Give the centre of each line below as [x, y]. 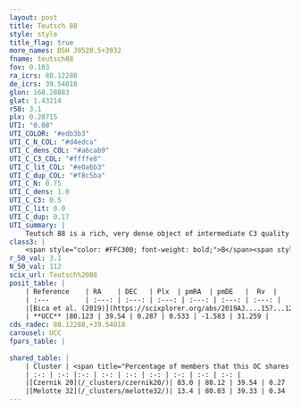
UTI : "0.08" [31, 126]
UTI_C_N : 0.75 [36, 184]
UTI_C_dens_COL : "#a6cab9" [59, 150]
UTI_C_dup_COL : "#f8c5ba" [57, 175]
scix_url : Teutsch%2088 [54, 275]
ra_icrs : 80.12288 [43, 76]
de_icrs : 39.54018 [43, 84]
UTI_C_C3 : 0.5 [36, 200]
